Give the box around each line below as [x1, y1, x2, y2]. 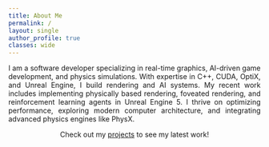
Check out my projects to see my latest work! [59, 129, 210, 140]
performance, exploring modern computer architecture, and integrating [8, 105, 261, 116]
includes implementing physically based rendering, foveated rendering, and [8, 89, 261, 98]
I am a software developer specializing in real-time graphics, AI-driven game [8, 63, 261, 73]
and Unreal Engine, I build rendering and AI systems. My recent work [8, 81, 261, 90]
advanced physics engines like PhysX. [8, 114, 134, 124]
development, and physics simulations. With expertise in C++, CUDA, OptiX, [8, 72, 261, 81]
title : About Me [8, 11, 62, 20]
